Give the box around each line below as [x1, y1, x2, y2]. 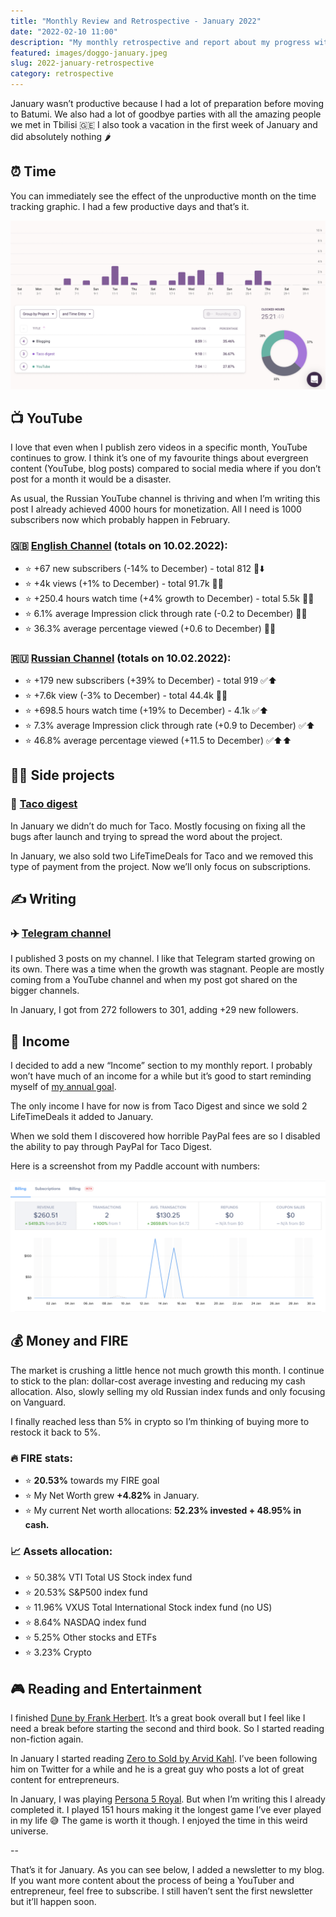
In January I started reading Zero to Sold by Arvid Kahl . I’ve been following [10, 1753, 318, 1764]
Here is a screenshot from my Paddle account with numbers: [10, 1160, 261, 1172]
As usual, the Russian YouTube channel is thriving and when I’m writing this [10, 493, 321, 505]
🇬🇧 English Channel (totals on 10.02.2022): [10, 539, 228, 553]
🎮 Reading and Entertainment [10, 1680, 203, 1697]
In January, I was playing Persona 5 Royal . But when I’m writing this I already [10, 1793, 326, 1805]
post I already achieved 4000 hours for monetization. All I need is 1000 [10, 503, 302, 515]
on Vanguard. [10, 1396, 67, 1408]
